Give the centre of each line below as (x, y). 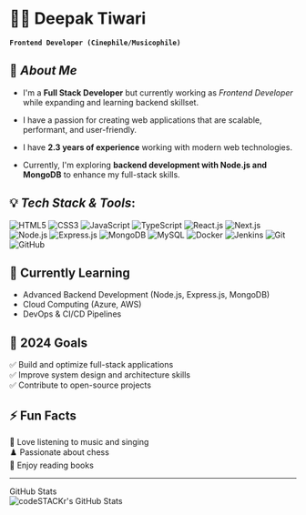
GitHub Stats (33, 491)
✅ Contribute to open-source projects (81, 385)
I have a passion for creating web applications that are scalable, (142, 120)
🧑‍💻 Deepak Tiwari (78, 19)
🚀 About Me (43, 71)
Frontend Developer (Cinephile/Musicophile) (95, 43)
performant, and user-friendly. (79, 129)
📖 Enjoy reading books (51, 465)
